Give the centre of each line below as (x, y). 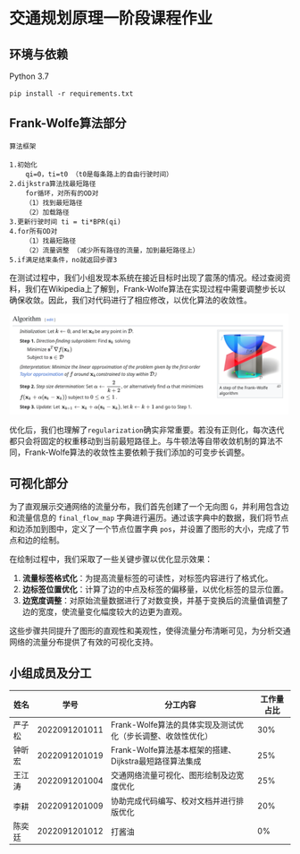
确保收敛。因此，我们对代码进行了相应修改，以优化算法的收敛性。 (130, 300)
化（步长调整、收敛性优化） (162, 736)
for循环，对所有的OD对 (62, 193)
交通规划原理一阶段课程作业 (111, 18)
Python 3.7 (29, 76)
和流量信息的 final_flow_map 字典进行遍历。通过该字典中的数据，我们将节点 (149, 518)
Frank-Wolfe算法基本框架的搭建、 (174, 750)
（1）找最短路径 (51, 241)
